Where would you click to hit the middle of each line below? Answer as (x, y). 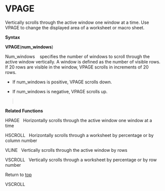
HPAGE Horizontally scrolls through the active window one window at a (79, 120)
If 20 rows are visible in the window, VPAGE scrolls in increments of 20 (77, 67)
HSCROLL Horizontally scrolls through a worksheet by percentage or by (80, 135)
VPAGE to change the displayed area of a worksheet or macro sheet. (75, 27)
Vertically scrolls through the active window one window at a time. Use (77, 22)
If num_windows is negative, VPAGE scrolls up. (60, 91)
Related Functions (24, 111)
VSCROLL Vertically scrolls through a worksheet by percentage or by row (81, 160)
